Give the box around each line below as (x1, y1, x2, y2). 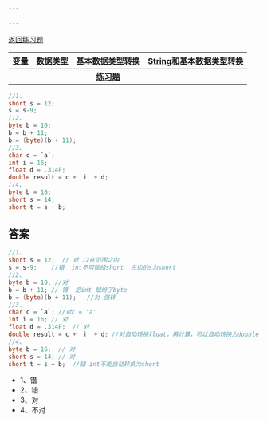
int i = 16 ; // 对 (8, 316, 69, 324)
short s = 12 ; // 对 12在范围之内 (8, 256, 120, 264)
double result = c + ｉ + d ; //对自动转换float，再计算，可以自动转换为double (8, 330, 259, 339)
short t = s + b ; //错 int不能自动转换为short (8, 360, 159, 368)
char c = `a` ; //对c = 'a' (8, 308, 97, 316)
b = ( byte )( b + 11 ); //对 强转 (8, 293, 116, 302)
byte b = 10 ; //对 (8, 278, 69, 286)
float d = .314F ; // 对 (8, 323, 90, 331)
